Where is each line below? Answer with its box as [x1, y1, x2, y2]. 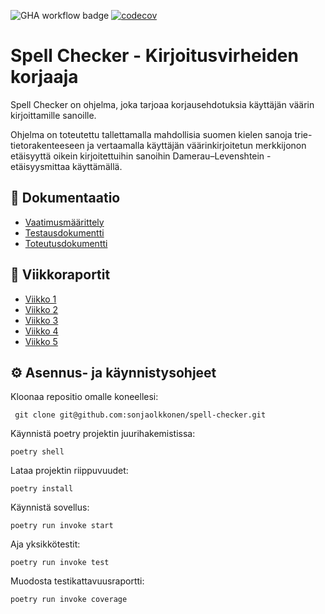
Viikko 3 [24, 314, 59, 326]
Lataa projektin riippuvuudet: [10, 465, 129, 477]
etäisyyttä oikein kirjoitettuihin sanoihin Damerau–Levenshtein [10, 150, 265, 162]
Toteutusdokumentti [24, 237, 108, 249]
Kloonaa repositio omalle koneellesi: [10, 391, 159, 403]
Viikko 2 [24, 303, 59, 315]
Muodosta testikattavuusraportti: [10, 575, 145, 587]
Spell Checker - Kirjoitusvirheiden [10, 45, 299, 67]
